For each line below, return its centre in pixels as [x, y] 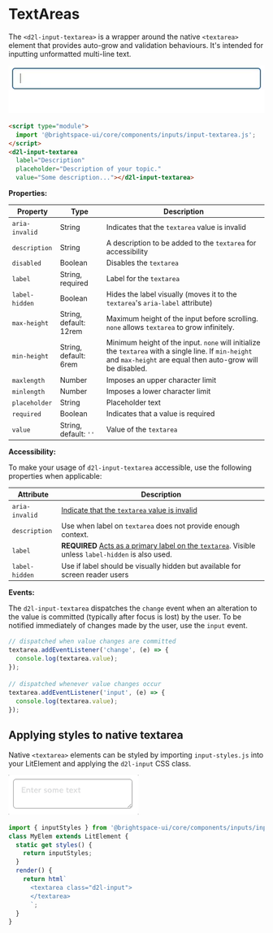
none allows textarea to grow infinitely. [170, 327]
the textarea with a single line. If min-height [179, 351]
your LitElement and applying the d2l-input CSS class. [100, 763]
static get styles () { [54, 845]
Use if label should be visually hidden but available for [151, 566]
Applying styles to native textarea [96, 735]
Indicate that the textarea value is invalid [129, 510]
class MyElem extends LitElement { [69, 836]
